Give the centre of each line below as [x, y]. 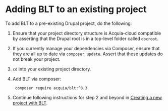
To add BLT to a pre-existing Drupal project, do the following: [69, 23]
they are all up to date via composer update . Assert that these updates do [88, 54]
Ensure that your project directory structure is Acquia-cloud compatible [87, 33]
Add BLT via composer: [37, 79]
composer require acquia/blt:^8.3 [51, 88]
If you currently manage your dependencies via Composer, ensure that [86, 48]
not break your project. [36, 59]
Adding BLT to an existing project [76, 9]
